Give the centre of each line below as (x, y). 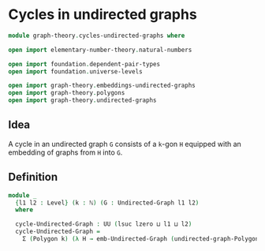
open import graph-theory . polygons (67, 93)
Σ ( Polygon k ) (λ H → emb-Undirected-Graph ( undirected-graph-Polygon (141, 239)
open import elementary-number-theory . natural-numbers (100, 50)
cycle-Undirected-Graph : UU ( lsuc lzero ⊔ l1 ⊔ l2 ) (104, 224)
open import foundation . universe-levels (76, 71)
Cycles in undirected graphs (103, 15)
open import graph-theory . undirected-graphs (82, 100)
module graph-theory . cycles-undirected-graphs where (97, 36)
